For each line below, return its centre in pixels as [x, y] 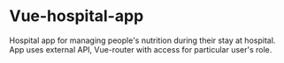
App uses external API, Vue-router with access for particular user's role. [141, 49]
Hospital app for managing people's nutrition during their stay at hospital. [142, 40]
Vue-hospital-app [77, 16]
